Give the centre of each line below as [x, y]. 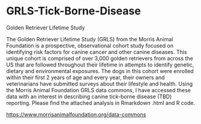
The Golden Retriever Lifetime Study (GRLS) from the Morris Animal [90, 39]
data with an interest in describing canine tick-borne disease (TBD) [89, 96]
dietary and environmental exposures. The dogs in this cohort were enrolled [100, 71]
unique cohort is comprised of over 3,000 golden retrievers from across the [100, 58]
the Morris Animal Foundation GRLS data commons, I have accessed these [98, 90]
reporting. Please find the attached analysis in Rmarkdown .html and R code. [101, 102]
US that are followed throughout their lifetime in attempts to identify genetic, [100, 65]
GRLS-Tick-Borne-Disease [73, 11]
